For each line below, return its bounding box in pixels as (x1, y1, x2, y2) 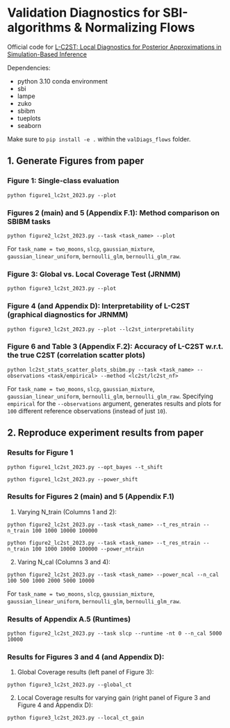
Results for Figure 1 (7, 448, 74, 457)
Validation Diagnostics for (7, 5, 161, 21)
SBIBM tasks (7, 216, 51, 226)
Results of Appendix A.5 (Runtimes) (7, 614, 131, 624)
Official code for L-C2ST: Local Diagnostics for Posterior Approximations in (7, 42, 222, 51)
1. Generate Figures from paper (7, 155, 145, 167)
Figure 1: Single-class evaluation (7, 176, 120, 186)
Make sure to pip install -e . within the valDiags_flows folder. (7, 134, 191, 143)
